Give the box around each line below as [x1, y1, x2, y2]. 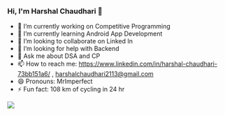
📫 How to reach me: [17, 59, 78, 68]
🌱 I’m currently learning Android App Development [17, 29, 163, 38]
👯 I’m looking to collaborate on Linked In [17, 37, 133, 45]
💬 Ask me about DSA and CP [17, 52, 101, 60]
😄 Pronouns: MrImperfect [17, 77, 93, 86]
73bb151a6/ [17, 70, 51, 78]
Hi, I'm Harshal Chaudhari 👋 [7, 6, 103, 16]
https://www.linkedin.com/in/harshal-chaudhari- [78, 59, 218, 68]
